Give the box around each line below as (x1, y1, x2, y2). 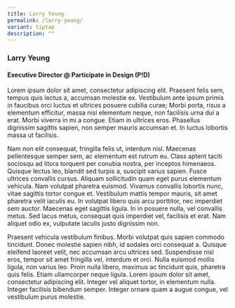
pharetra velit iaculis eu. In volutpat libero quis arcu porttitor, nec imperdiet (7, 197, 223, 205)
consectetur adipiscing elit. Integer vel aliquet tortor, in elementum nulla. (7, 278, 216, 286)
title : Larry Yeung (7, 10, 65, 18)
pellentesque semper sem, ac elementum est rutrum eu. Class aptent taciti (7, 152, 222, 160)
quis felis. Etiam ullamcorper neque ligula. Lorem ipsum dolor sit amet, (7, 270, 210, 278)
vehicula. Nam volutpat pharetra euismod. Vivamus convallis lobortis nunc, (7, 182, 223, 191)
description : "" (7, 30, 55, 37)
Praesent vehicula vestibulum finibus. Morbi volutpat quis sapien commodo (7, 233, 224, 241)
